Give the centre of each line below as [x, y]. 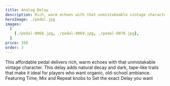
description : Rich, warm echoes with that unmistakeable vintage [75, 15]
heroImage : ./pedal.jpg [30, 19]
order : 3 [14, 48]
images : [13, 24]
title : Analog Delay [27, 10]
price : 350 [17, 43]
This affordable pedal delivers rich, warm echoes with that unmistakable [80, 62]
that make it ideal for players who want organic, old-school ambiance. [78, 73]
